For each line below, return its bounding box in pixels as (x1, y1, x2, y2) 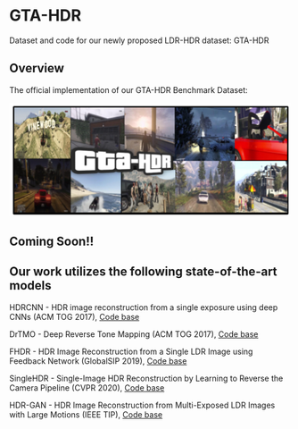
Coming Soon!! (9, 233, 95, 248)
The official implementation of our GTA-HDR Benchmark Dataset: (9, 84, 248, 95)
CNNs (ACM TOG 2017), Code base (9, 311, 140, 322)
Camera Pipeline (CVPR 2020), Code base (9, 382, 165, 393)
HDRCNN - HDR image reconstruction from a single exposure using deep (9, 301, 278, 313)
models (9, 278, 52, 293)
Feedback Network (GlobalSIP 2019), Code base (9, 355, 187, 366)
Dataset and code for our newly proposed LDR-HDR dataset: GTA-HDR (9, 35, 269, 46)
